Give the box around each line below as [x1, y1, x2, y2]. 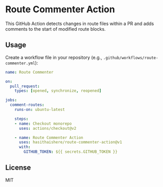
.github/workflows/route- [103, 55, 158, 60]
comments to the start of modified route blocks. [5, 26, 106, 32]
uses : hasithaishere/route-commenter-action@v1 [18, 139, 123, 145]
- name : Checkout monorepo [14, 121, 72, 126]
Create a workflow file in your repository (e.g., [5, 54, 102, 60]
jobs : [5, 98, 17, 103]
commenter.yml [5, 60, 36, 66]
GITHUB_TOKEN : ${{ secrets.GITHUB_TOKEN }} [24, 149, 118, 154]
